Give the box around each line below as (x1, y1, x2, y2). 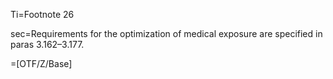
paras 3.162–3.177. (10, 39, 85, 50)
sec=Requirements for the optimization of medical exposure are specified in (10, 28, 323, 39)
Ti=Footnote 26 (10, 9, 75, 20)
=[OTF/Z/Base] (10, 58, 73, 69)
